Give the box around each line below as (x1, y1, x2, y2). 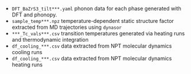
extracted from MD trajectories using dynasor (11, 23, 122, 31)
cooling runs (11, 49, 43, 55)
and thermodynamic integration (11, 36, 89, 43)
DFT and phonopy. (11, 11, 57, 18)
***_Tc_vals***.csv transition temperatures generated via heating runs (11, 30, 185, 37)
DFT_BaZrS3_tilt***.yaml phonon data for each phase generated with (11, 5, 182, 12)
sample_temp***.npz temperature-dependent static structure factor (11, 18, 174, 24)
